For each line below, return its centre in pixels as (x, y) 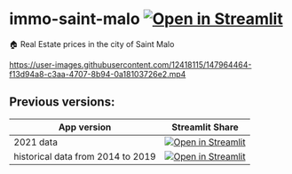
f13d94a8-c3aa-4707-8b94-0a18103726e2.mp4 (98, 74)
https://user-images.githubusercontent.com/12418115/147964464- (130, 64)
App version (85, 127)
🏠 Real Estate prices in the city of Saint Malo (92, 43)
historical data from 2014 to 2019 (85, 156)
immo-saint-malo (75, 19)
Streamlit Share (205, 127)
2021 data (36, 142)
